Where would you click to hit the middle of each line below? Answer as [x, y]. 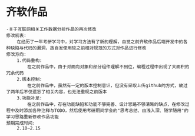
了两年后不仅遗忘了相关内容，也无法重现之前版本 [57, 92]
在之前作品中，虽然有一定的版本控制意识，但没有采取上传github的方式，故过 [108, 85]
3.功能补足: [29, 98]
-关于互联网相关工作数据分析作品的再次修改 [51, 29]
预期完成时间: [21, 123]
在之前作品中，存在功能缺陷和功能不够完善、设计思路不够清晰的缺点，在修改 [106, 104]
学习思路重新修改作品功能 [32, 117]
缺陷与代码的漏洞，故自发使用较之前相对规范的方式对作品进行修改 [78, 48]
